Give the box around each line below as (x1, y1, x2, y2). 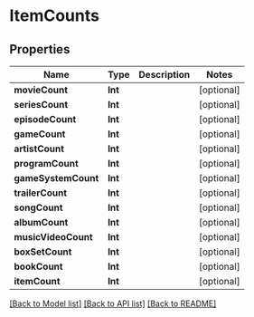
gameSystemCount (14, 172, 99, 184)
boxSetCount (14, 245, 72, 258)
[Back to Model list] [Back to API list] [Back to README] (9, 298, 217, 309)
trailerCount (14, 187, 68, 199)
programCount (14, 158, 79, 169)
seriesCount (14, 99, 69, 110)
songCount (14, 201, 63, 214)
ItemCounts (9, 5, 99, 26)
